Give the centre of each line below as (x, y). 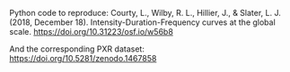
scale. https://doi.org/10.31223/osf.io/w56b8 (91, 32)
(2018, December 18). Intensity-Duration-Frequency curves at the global (142, 22)
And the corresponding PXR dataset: (77, 49)
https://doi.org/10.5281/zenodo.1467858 (83, 58)
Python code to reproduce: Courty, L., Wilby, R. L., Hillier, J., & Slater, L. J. (145, 13)
